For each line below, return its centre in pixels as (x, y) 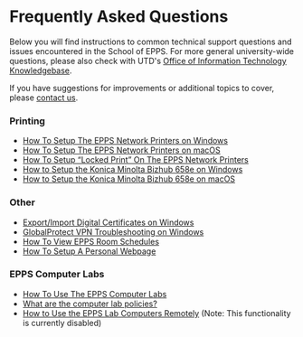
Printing (27, 121)
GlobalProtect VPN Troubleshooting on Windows (113, 231)
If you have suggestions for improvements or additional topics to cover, (142, 88)
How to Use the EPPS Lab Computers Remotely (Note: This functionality (156, 313)
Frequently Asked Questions (119, 17)
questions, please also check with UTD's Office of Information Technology (148, 61)
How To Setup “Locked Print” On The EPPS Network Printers (135, 160)
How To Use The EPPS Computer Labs (95, 294)
